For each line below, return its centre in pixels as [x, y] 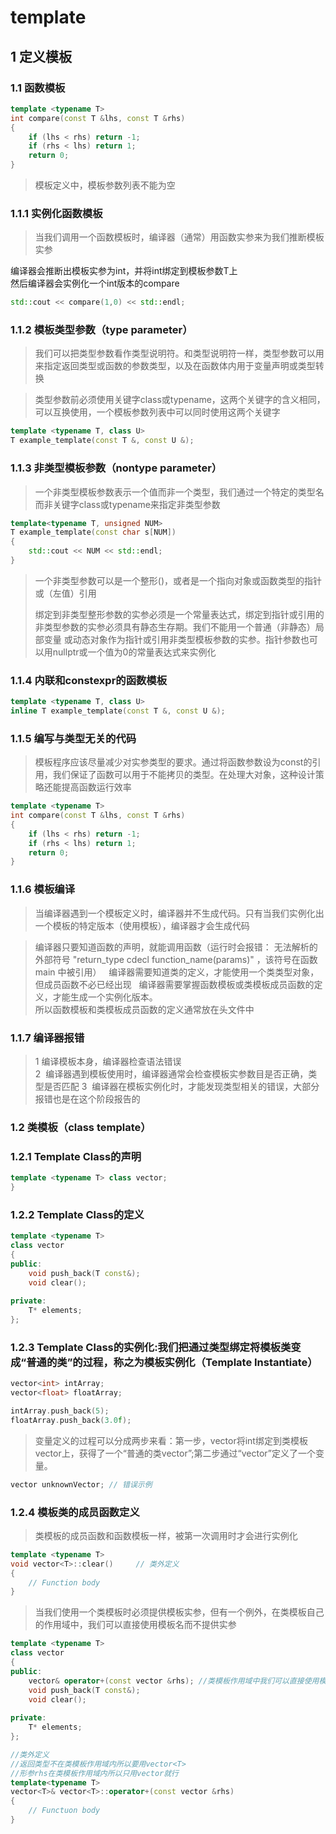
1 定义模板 [41, 56]
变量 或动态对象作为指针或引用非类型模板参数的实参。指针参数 [172, 639]
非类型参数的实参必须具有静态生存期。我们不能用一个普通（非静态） [175, 627]
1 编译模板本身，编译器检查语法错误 [108, 1061]
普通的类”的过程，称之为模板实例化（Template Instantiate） [172, 1362]
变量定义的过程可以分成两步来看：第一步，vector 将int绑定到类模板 [171, 1440]
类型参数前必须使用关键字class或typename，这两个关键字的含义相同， [180, 400]
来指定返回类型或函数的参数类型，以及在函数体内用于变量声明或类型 [175, 366]
